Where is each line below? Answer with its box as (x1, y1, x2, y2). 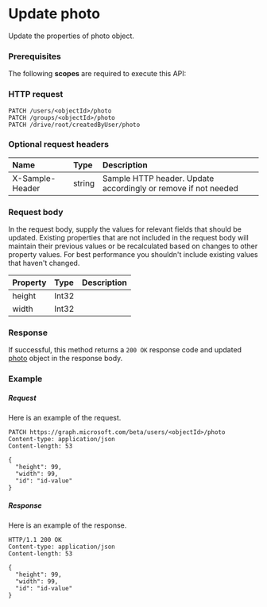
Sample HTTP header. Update (102, 172, 215, 183)
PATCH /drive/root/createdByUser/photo (8, 121, 141, 129)
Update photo (8, 5, 101, 23)
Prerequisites (8, 51, 61, 62)
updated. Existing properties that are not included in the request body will (8, 233, 249, 243)
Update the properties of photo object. (8, 31, 135, 40)
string (72, 178, 95, 189)
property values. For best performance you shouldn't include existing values (8, 250, 258, 259)
